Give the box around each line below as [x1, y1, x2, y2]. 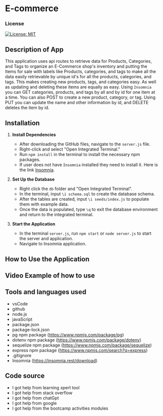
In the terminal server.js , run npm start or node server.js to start [19, 230, 152, 236]
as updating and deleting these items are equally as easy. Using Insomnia [5, 84, 152, 90]
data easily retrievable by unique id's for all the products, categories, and [5, 74, 152, 80]
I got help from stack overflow [12, 390, 73, 396]
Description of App [5, 45, 64, 53]
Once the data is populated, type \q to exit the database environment [19, 207, 158, 212]
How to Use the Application [5, 255, 90, 263]
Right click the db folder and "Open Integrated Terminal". [19, 186, 132, 192]
